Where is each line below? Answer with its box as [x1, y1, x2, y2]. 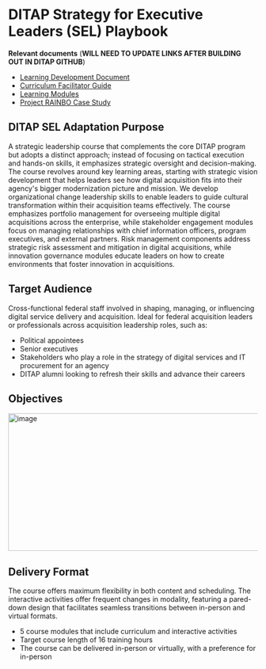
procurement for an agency [19, 360, 109, 370]
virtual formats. [8, 611, 58, 621]
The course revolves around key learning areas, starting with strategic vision [8, 166, 258, 176]
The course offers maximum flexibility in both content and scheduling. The [8, 586, 251, 595]
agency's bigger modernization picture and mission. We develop [8, 184, 219, 193]
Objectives [8, 392, 63, 405]
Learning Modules [19, 89, 79, 98]
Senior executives [19, 344, 78, 353]
